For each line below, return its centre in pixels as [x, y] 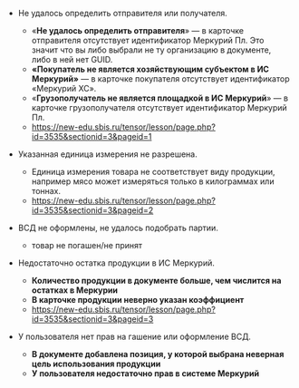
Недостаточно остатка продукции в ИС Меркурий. [116, 263]
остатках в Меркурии [75, 290]
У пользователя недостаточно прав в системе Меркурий [145, 373]
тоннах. [46, 191]
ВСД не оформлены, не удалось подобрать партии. [118, 228]
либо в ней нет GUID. [72, 59]
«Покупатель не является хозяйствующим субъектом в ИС [150, 69]
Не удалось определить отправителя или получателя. [123, 13]
